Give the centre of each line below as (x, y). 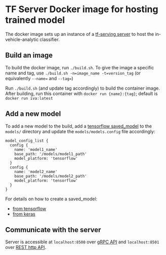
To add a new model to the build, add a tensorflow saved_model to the (78, 126)
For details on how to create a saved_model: (51, 199)
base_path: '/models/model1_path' (51, 154)
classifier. (50, 39)
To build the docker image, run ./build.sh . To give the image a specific (80, 67)
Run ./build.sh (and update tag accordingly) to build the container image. (83, 88)
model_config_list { (27, 141)
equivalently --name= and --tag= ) (39, 78)
